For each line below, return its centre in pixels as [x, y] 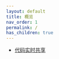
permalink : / [22, 27]
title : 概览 [20, 17]
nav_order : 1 [22, 22]
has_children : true [30, 33]
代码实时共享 [30, 50]
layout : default [26, 11]
